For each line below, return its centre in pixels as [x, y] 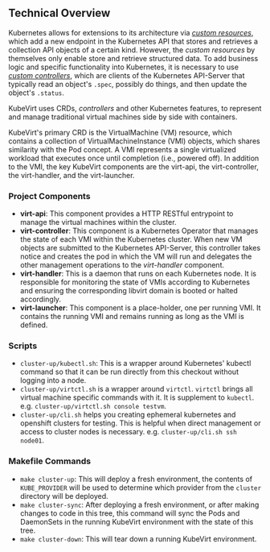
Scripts [23, 346]
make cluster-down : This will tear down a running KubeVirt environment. [138, 538]
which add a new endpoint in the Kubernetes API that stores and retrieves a [133, 41]
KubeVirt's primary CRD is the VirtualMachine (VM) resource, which [121, 132]
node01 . [32, 440]
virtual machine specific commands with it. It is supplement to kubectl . [137, 397]
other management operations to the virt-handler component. [122, 265]
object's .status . [36, 93]
